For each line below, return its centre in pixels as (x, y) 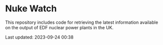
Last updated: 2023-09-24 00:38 (39, 37)
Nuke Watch (31, 9)
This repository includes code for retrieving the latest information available (82, 22)
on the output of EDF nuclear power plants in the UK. (59, 27)
